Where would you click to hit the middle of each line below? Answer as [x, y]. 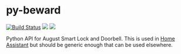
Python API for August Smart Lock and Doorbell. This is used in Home [90, 38]
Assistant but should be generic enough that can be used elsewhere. [90, 45]
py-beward [33, 10]
